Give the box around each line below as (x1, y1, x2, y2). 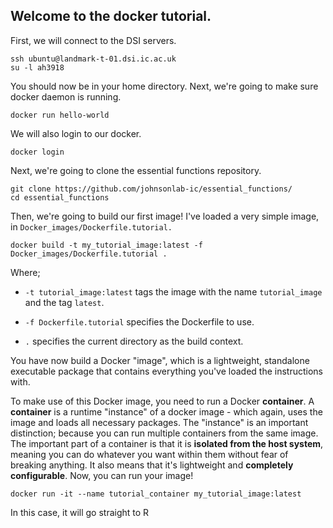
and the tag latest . (24, 296, 105, 308)
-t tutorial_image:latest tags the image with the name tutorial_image (24, 285, 323, 298)
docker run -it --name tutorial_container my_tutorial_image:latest (10, 489, 302, 499)
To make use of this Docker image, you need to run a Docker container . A (10, 395, 315, 407)
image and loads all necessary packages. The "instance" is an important (10, 416, 309, 428)
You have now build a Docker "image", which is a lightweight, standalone (10, 354, 310, 366)
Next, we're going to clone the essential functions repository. (10, 164, 262, 176)
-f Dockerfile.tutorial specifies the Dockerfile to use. (24, 315, 255, 328)
